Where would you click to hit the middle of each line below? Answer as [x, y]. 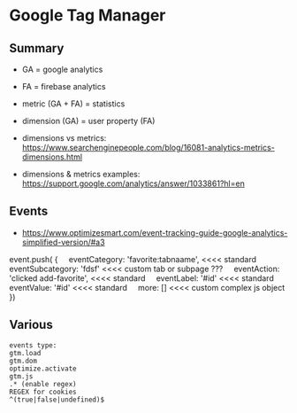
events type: [33, 345]
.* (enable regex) [43, 384]
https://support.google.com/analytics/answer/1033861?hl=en [133, 183]
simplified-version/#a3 [63, 242]
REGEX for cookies [43, 392]
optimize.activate [43, 369]
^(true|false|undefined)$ [57, 400]
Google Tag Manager [88, 16]
